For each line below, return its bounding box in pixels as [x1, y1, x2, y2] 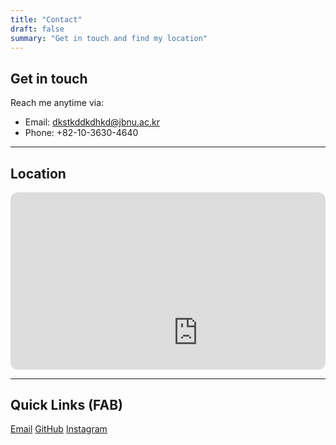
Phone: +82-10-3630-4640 [24, 127, 139, 139]
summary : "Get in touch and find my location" [10, 33, 208, 43]
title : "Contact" [10, 14, 83, 25]
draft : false [10, 24, 65, 34]
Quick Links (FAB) [10, 396, 123, 413]
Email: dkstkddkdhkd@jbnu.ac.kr [24, 116, 160, 128]
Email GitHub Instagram [10, 423, 108, 435]
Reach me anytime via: [10, 97, 105, 109]
